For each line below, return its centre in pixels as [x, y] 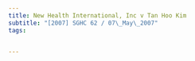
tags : [17, 30]
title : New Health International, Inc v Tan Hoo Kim [97, 15]
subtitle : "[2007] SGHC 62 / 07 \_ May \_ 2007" [83, 23]
